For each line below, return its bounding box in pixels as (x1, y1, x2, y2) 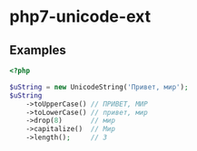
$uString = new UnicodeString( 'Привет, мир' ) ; (9, 82, 189, 91)
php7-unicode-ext (9, 6, 152, 27)
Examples (9, 42, 66, 58)
